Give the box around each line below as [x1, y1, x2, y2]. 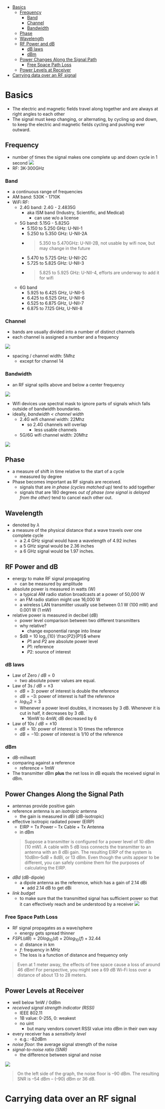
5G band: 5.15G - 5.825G [19, 220, 70, 226]
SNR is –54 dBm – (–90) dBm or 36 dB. [17, 1076, 96, 1082]
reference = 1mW [19, 765, 55, 771]
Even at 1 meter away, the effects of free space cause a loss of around [17, 962, 161, 968]
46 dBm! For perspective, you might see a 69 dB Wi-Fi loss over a [17, 967, 151, 973]
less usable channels [34, 426, 77, 433]
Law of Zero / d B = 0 [12, 672, 55, 678]
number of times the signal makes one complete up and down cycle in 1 [12, 154, 158, 160]
